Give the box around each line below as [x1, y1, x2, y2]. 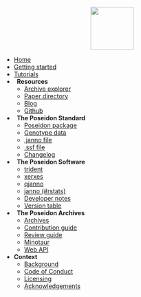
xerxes [23, 173, 43, 180]
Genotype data [23, 129, 67, 137]
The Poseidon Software [17, 158, 85, 166]
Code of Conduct [23, 267, 74, 275]
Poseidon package [23, 121, 77, 129]
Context [13, 253, 38, 261]
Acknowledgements [23, 282, 81, 290]
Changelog [23, 151, 56, 158]
